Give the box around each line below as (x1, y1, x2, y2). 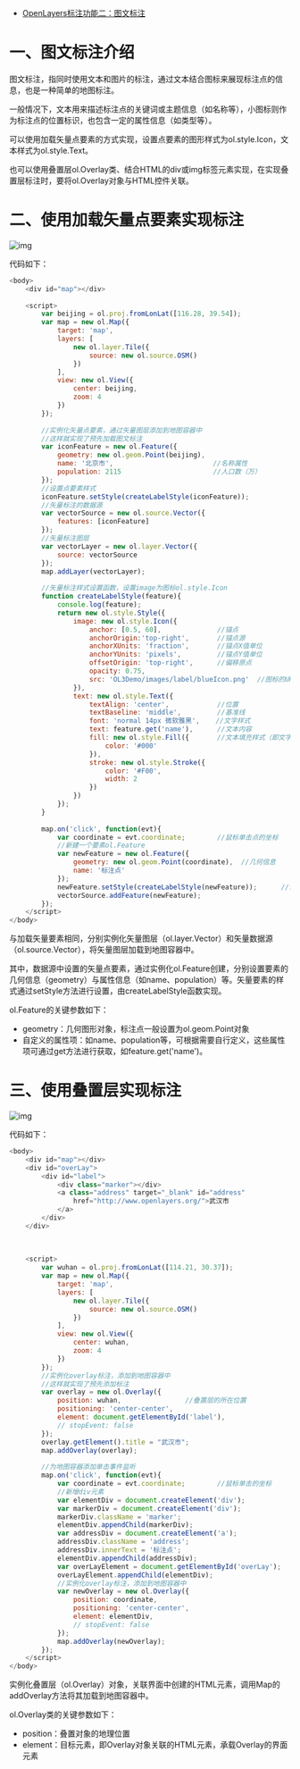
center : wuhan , (72, 1338, 129, 1347)
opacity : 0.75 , (88, 667, 146, 675)
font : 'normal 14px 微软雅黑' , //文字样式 (88, 717, 251, 725)
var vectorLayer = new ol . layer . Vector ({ (41, 541, 198, 551)
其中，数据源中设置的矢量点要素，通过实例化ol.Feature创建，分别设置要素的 (9, 963, 288, 974)
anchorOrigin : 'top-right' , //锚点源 (88, 633, 246, 642)
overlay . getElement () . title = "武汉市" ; (41, 1438, 190, 1446)
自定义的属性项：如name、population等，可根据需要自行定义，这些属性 (21, 1035, 286, 1045)
